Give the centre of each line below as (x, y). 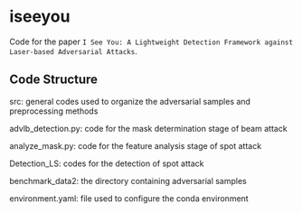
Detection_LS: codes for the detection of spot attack (107, 163)
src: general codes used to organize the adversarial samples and (130, 101)
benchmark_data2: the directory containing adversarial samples (128, 181)
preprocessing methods (54, 111)
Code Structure (53, 80)
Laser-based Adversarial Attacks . (73, 51)
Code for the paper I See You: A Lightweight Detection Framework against (151, 42)
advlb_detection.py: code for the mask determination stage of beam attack (148, 128)
